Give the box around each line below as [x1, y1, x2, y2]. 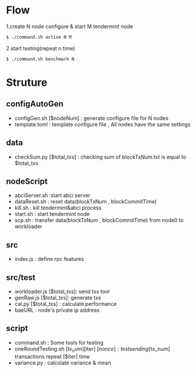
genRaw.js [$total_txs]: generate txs [14, 294, 101, 301]
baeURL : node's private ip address [14, 306, 99, 314]
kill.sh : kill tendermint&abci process [14, 204, 102, 211]
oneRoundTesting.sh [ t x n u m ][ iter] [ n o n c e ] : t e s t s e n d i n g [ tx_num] [14, 345, 171, 354]
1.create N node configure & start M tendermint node [6, 23, 133, 30]
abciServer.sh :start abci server [14, 192, 91, 199]
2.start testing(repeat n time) [6, 44, 75, 51]
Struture [6, 75, 48, 89]
